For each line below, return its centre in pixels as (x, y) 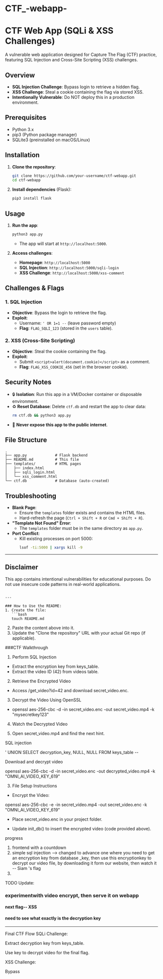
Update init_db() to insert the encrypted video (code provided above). (81, 828)
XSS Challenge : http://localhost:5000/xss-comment (72, 273)
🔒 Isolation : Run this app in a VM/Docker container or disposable (77, 394)
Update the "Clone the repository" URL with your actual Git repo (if (79, 633)
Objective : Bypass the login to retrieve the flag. (59, 313)
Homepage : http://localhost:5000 (55, 262)
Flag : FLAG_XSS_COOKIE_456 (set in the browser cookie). (74, 367)
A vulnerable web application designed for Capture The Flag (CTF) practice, (81, 55)
